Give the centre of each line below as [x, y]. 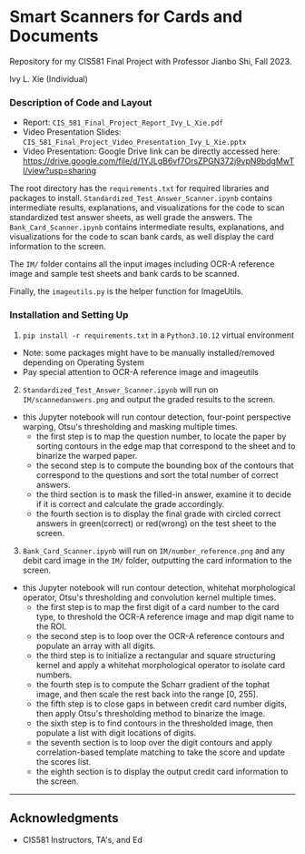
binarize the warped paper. [87, 455]
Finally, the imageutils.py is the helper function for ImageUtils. [126, 291]
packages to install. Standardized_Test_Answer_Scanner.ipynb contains [141, 198]
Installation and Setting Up [69, 315]
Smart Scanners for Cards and [126, 17]
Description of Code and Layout [81, 102]
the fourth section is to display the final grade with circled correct [158, 513]
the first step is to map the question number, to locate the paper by [161, 436]
